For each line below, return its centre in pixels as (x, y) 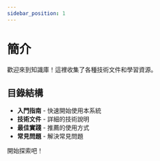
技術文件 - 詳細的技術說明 (53, 119)
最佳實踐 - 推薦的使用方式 (53, 128)
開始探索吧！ (25, 151)
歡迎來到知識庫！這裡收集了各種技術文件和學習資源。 (82, 70)
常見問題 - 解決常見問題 (50, 136)
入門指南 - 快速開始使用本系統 (59, 111)
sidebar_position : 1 (37, 13)
